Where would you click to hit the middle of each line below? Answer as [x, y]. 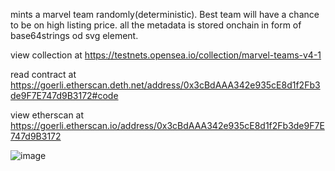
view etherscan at [47, 115]
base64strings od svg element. [74, 35]
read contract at [43, 74]
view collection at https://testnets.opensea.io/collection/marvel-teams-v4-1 [166, 55]
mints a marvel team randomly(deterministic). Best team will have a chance [165, 14]
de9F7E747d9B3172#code [64, 95]
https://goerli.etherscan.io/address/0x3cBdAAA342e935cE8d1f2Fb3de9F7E [167, 125]
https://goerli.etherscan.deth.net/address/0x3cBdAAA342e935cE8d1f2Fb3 [165, 85]
